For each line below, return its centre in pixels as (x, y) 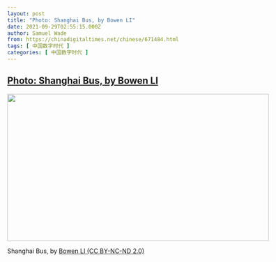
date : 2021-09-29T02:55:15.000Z (54, 26)
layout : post (26, 14)
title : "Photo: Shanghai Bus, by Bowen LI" (71, 20)
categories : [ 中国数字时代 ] (48, 53)
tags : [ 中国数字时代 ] (38, 46)
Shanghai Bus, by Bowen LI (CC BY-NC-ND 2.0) (76, 251)
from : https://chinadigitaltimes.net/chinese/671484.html (93, 40)
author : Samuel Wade (37, 33)
